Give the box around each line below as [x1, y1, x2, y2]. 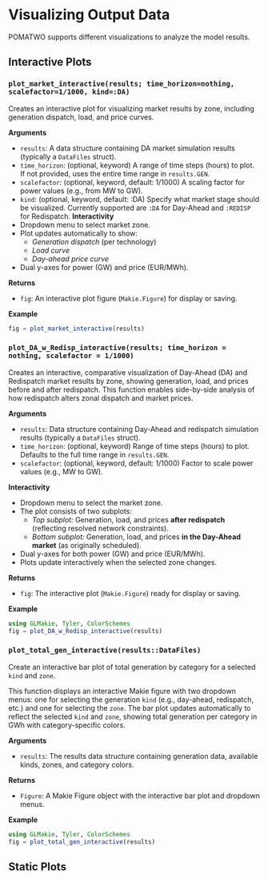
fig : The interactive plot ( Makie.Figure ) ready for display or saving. [19, 588, 242, 598]
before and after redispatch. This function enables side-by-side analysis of [8, 385, 255, 394]
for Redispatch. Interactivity [19, 211, 114, 221]
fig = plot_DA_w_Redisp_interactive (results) [8, 627, 162, 635]
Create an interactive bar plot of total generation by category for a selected [8, 662, 256, 671]
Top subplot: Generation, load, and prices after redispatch [31, 514, 226, 524]
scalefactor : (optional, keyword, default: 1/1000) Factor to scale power [19, 458, 254, 468]
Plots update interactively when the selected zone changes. [19, 557, 218, 567]
